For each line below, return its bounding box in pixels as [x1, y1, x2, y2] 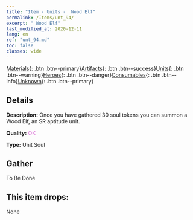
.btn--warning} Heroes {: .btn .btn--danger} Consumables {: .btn [6, 71, 161, 79]
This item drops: [6, 192, 69, 202]
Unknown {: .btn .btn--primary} [17, 77, 94, 85]
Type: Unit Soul [6, 141, 45, 148]
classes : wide [6, 48, 42, 54]
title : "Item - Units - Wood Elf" [6, 8, 96, 15]
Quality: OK [6, 129, 36, 137]
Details [6, 95, 33, 106]
